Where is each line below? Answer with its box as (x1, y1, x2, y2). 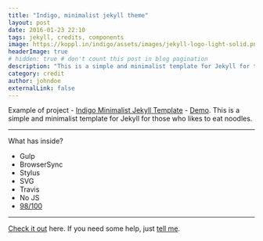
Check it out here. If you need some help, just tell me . (8, 224, 181, 233)
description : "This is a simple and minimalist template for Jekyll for (8, 63, 250, 70)
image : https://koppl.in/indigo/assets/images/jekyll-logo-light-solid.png (8, 41, 261, 49)
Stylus (19, 168, 41, 178)
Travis (19, 185, 40, 194)
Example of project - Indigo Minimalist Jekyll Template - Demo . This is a (8, 106, 240, 115)
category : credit (8, 70, 65, 77)
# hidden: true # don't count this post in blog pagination (8, 56, 209, 63)
